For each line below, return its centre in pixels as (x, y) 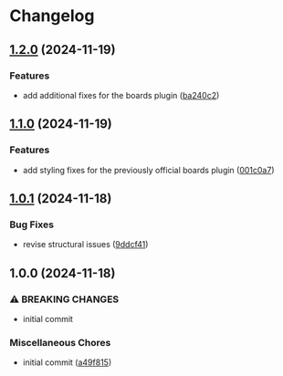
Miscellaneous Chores (60, 342)
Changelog (52, 16)
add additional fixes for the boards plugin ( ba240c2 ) (121, 95)
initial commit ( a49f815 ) (67, 362)
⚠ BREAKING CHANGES (64, 299)
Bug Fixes (32, 225)
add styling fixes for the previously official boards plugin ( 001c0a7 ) (149, 170)
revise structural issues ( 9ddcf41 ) (85, 245)
